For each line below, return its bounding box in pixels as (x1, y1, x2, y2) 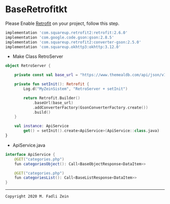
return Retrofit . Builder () (23, 95, 80, 100)
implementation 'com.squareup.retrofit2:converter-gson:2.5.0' (5, 40, 142, 45)
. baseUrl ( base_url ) (32, 100, 73, 105)
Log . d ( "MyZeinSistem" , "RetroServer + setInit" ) (23, 86, 128, 92)
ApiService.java (12, 142, 46, 148)
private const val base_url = (14, 73, 78, 78)
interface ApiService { (5, 152, 56, 157)
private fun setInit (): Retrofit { (14, 82, 90, 87)
